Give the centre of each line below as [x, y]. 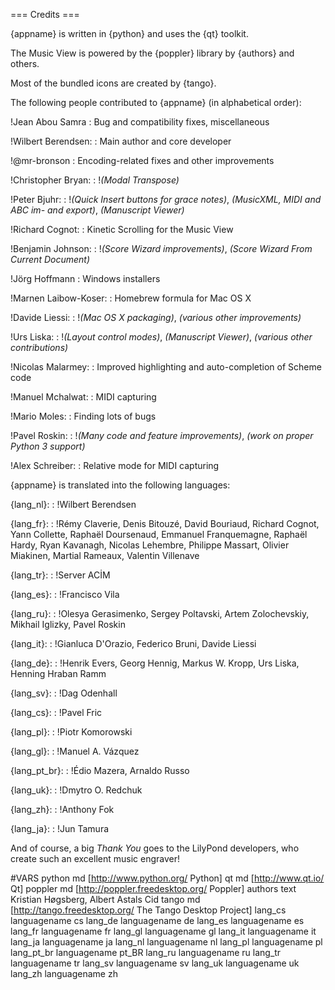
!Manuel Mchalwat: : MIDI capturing [83, 397]
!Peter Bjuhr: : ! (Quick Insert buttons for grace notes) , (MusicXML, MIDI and [166, 199]
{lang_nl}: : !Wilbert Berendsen [73, 504]
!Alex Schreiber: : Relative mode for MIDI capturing [115, 465]
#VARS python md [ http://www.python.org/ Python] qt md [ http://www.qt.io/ [167, 878]
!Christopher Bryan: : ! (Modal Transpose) [95, 180]
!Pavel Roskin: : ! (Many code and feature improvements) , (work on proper [162, 435]
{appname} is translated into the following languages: [120, 485]
